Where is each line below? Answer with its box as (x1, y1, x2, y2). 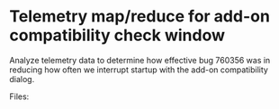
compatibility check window (9, 25, 225, 46)
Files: (9, 91, 30, 102)
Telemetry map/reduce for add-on (9, 6, 270, 27)
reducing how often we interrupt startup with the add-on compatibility (9, 64, 268, 75)
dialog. (9, 73, 35, 84)
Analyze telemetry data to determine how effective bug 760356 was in (9, 54, 271, 65)
